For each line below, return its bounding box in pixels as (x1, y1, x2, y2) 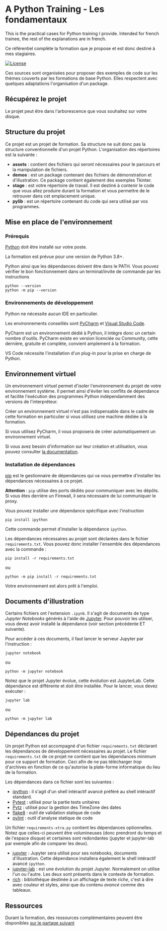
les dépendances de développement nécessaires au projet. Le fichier (5, 748, 147, 754)
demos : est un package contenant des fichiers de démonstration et (12, 171, 152, 177)
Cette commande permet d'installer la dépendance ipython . (5, 526, 128, 532)
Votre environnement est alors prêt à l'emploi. (5, 583, 98, 589)
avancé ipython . (12, 861, 46, 867)
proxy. (5, 498, 18, 504)
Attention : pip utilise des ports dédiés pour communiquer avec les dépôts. (5, 487, 159, 493)
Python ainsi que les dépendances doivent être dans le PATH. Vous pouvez (5, 263, 159, 269)
